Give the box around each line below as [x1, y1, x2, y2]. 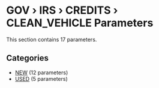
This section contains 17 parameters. [6, 36, 97, 43]
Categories [6, 53, 49, 63]
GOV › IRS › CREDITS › [6, 4, 118, 17]
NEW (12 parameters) [14, 69, 68, 76]
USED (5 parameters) [14, 75, 68, 82]
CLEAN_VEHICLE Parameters [6, 16, 154, 30]
